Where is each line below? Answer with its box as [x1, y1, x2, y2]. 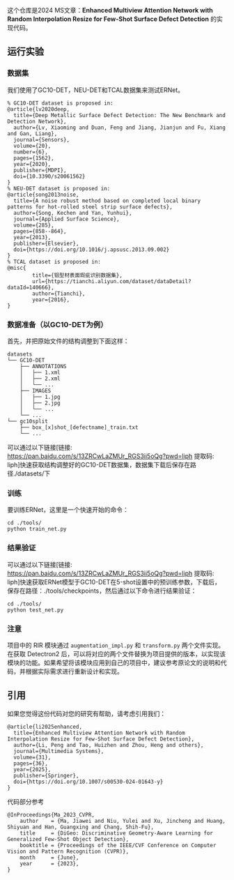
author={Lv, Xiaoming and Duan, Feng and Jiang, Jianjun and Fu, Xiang [13, 124, 226, 131]
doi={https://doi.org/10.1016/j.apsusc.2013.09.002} [13, 246, 170, 253]
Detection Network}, [7, 118, 68, 125]
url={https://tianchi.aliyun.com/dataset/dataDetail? [32, 278, 192, 285]
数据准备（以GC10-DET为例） [7, 319, 108, 329]
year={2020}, [13, 160, 52, 167]
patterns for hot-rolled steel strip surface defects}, [7, 203, 173, 211]
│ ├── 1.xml [19, 369, 61, 376]
